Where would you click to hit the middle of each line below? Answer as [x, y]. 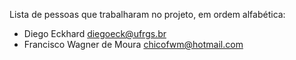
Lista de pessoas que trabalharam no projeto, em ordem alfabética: [147, 14]
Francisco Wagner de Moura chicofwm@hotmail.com [133, 44]
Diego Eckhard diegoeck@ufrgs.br [95, 33]
